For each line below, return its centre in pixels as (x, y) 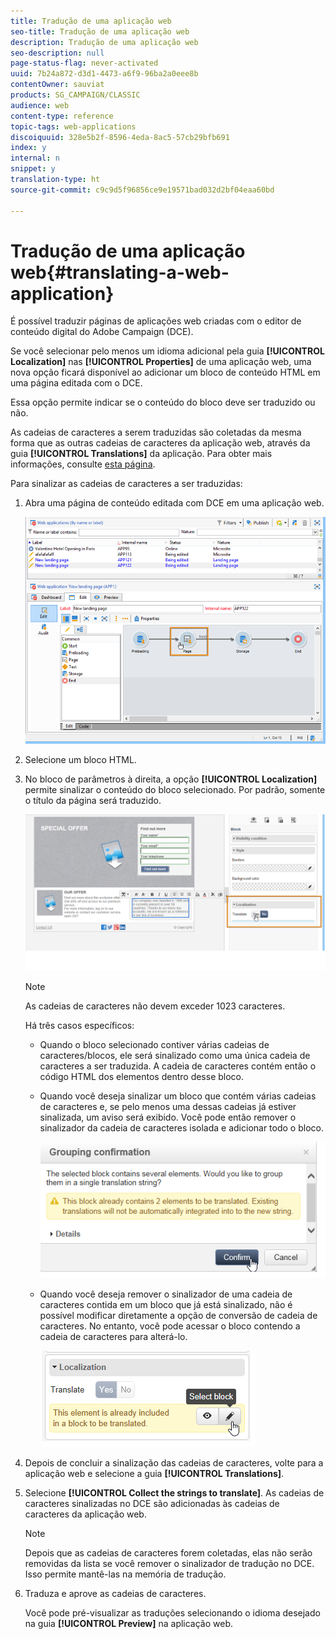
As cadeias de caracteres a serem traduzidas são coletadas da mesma (156, 432)
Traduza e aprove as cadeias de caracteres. (115, 1593)
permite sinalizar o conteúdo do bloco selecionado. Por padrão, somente (175, 789)
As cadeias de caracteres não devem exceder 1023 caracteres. (155, 1006)
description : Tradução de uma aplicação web (104, 42)
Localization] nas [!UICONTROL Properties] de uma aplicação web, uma (161, 362)
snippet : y (33, 169)
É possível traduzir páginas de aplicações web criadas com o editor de (156, 321)
